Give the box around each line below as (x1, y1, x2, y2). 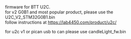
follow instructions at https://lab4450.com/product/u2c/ (5, 19, 117, 25)
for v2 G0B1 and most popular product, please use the (5, 9, 114, 15)
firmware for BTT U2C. (5, 4, 50, 10)
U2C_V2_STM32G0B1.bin (5, 14, 55, 20)
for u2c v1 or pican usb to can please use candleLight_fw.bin (5, 29, 126, 34)
